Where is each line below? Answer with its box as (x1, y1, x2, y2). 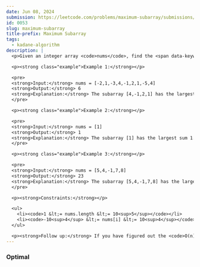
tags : (6, 36, 20, 42)
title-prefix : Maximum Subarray (6, 31, 86, 37)
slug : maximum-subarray (6, 25, 65, 32)
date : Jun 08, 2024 (6, 8, 55, 15)
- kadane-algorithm (11, 42, 60, 48)
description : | (6, 48, 44, 54)
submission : (6, 14, 36, 20)
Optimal (6, 253, 30, 261)
